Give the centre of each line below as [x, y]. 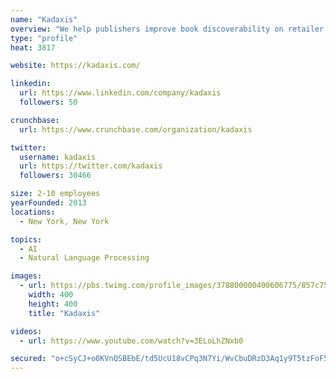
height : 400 [53, 304]
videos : [26, 331]
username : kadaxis [58, 157]
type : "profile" [44, 38]
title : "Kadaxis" [64, 313]
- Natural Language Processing [84, 258]
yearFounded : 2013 [48, 203]
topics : [26, 239]
